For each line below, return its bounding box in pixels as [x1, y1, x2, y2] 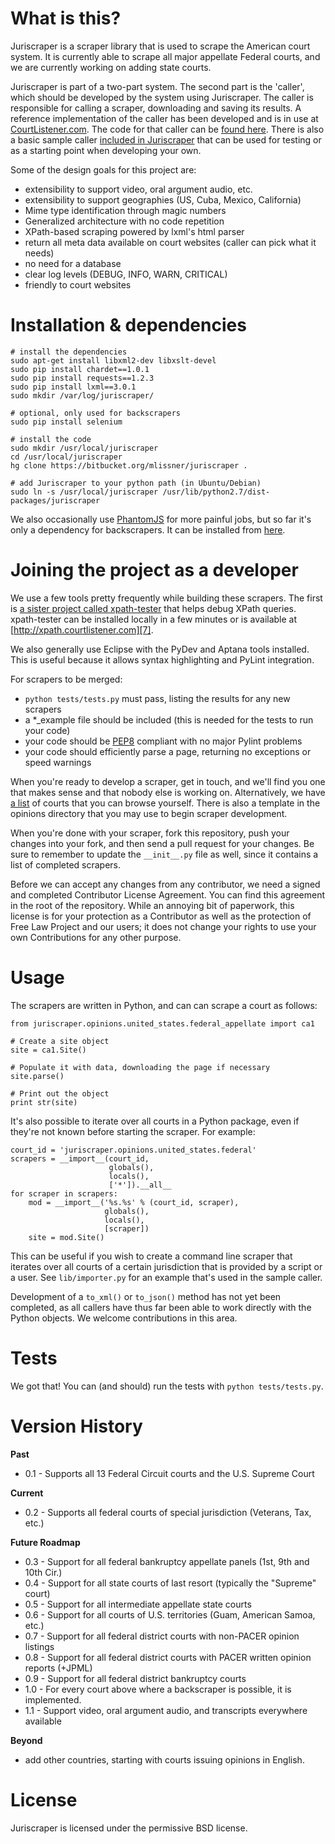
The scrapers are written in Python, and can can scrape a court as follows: [10, 999, 318, 1011]
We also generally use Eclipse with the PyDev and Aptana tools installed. [10, 643, 310, 655]
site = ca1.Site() [10, 1045, 87, 1055]
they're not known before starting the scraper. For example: [10, 1125, 256, 1137]
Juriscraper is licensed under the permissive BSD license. [10, 1822, 248, 1834]
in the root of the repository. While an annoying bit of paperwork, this [10, 899, 295, 911]
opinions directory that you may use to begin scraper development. [10, 807, 288, 819]
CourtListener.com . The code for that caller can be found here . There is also [10, 123, 325, 135]
